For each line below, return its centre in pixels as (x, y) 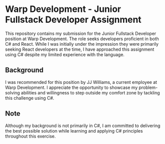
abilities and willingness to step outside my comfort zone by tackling (90, 92)
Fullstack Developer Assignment (73, 20)
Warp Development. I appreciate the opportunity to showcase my (71, 87)
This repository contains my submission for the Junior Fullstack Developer (81, 33)
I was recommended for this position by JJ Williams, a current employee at (81, 82)
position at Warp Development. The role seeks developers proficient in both (82, 39)
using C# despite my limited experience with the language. (65, 54)
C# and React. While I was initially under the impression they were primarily (82, 44)
